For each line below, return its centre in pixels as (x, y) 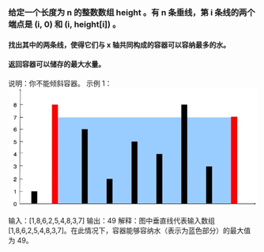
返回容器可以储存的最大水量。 (57, 64)
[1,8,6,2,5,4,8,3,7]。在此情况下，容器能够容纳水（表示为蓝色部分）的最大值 (130, 230)
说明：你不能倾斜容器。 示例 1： (60, 83)
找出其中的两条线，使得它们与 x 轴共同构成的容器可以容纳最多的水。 (119, 44)
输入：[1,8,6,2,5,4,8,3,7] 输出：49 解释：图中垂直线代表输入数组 (112, 220)
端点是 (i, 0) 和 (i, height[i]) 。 (64, 24)
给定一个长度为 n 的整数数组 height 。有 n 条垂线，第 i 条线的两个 (132, 12)
